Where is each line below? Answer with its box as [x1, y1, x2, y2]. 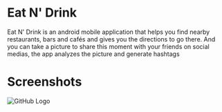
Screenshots [7, 74, 82, 90]
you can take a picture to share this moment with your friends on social [7, 42, 210, 50]
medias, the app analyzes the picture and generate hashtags [7, 50, 180, 58]
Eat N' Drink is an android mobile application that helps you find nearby [7, 28, 210, 36]
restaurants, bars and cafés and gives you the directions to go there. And [7, 35, 216, 43]
